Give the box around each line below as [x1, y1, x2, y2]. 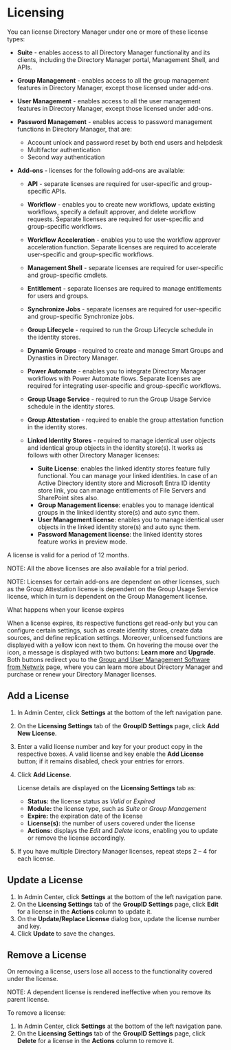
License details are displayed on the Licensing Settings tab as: [16, 783, 196, 792]
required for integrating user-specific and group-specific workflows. [27, 381, 221, 390]
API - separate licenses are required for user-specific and [27, 179, 191, 187]
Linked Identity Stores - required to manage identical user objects [27, 436, 216, 444]
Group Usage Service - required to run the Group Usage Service [27, 395, 211, 403]
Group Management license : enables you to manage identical [37, 501, 214, 509]
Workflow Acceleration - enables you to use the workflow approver [27, 236, 221, 244]
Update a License [7, 874, 83, 886]
